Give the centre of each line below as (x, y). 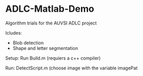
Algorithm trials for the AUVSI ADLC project (51, 23)
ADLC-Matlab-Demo (50, 9)
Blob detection (28, 43)
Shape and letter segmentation (45, 48)
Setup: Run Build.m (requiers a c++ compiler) (53, 58)
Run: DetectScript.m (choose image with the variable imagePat (71, 68)
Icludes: (14, 33)
